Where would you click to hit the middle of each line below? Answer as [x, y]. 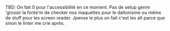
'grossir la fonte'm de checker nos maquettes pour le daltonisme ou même [83, 12]
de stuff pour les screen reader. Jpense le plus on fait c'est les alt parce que [85, 18]
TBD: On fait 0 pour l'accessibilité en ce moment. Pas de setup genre [78, 7]
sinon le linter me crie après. [35, 23]
